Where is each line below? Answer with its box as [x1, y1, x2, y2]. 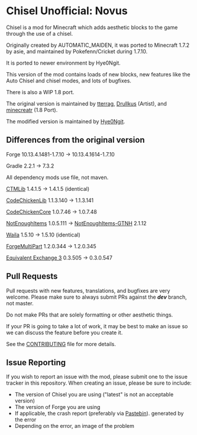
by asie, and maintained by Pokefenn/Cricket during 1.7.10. [6, 47, 148, 55]
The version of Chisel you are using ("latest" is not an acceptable [14, 391, 174, 398]
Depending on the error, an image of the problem [14, 423, 134, 430]
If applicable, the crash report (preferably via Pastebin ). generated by [14, 410, 184, 417]
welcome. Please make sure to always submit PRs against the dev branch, [6, 293, 188, 300]
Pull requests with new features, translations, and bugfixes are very [6, 287, 170, 294]
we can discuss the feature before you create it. [6, 329, 123, 336]
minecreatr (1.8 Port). [6, 106, 58, 113]
